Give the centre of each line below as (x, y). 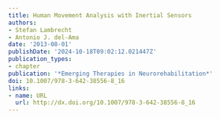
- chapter (24, 67)
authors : (22, 23)
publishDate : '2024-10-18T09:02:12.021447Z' (82, 52)
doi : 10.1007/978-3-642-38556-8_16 (67, 81)
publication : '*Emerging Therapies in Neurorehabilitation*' (111, 74)
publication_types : (40, 59)
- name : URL (28, 96)
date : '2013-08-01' (40, 45)
